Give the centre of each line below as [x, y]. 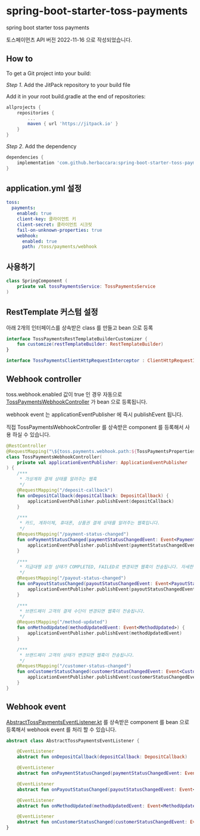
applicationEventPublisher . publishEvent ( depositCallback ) [101, 501]
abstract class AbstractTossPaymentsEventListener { [73, 741]
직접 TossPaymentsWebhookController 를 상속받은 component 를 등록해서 [95, 427]
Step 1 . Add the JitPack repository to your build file [68, 85]
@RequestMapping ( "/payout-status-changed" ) [72, 578]
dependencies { [25, 157]
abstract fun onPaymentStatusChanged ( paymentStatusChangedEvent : [100, 773]
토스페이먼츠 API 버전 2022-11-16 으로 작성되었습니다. [69, 39]
